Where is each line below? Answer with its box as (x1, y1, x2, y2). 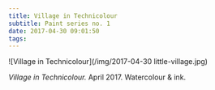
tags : (8, 34, 27, 43)
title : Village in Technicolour (8, 11, 118, 20)
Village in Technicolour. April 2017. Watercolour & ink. (8, 72, 187, 82)
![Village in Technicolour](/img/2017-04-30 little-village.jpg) (8, 57, 209, 66)
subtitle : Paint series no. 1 (8, 19, 111, 28)
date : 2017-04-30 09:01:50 (8, 27, 100, 35)
